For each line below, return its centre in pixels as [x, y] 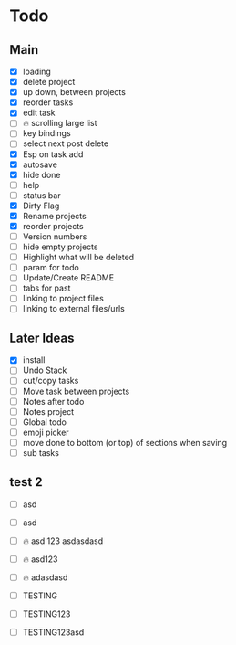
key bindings [46, 133]
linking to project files [63, 299]
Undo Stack [45, 370]
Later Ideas [42, 338]
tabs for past [46, 288]
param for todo [51, 268]
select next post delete [66, 143]
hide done [41, 174]
